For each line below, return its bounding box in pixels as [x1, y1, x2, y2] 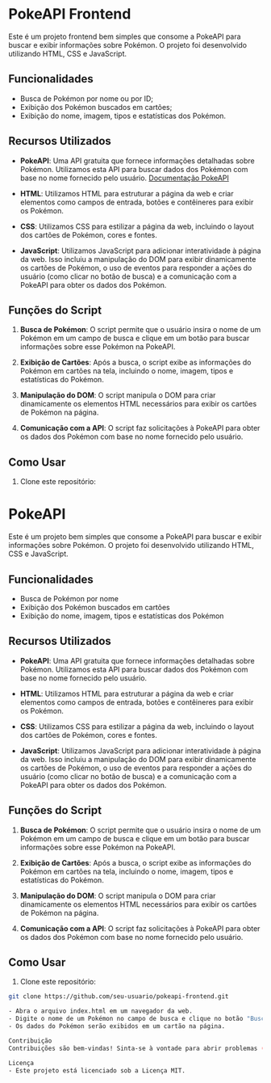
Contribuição [8, 1036, 52, 1045]
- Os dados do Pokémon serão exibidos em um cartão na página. [8, 1022, 226, 1030]
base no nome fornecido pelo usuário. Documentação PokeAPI [19, 173, 230, 183]
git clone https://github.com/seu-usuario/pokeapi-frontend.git [8, 992, 229, 1001]
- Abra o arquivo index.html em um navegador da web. [8, 1007, 194, 1015]
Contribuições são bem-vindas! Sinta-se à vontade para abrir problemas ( [8, 1044, 265, 1052]
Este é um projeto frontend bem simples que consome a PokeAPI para [8, 32, 241, 41]
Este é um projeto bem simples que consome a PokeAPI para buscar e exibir [8, 532, 262, 541]
